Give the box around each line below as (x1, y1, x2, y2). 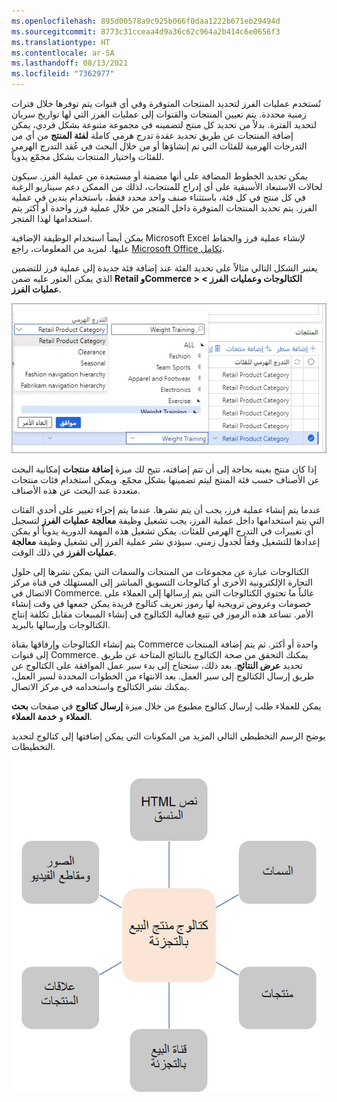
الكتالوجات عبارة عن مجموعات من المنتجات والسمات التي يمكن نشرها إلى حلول (11, 566, 309, 578)
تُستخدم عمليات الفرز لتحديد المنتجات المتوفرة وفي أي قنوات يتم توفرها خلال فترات (11, 98, 321, 109)
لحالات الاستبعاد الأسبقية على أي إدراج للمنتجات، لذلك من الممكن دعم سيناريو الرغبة (11, 181, 323, 192)
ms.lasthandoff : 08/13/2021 (11, 58, 129, 69)
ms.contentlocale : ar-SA (11, 48, 115, 58)
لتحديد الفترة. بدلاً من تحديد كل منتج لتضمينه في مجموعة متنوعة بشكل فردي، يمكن (11, 119, 318, 130)
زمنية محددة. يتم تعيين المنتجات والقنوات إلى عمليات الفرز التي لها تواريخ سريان (11, 108, 307, 120)
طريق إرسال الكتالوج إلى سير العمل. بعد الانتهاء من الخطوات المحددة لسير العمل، (11, 670, 315, 682)
